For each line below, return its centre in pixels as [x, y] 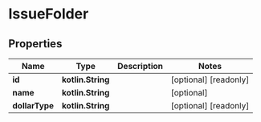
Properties [35, 44]
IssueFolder [49, 14]
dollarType [33, 106]
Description [140, 66]
